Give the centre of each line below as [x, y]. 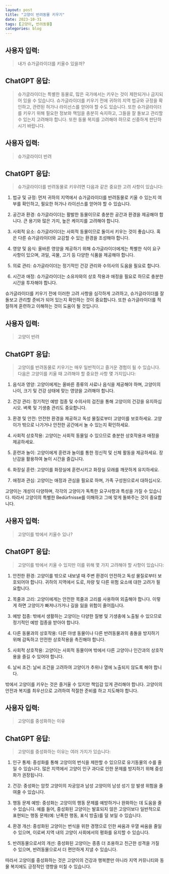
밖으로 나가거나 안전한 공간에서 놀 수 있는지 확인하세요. [76, 425]
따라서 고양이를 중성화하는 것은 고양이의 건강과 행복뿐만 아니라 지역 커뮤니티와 [82, 860]
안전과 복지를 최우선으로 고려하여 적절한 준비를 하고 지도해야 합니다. [72, 691]
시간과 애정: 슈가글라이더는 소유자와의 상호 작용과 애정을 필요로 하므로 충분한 [88, 276]
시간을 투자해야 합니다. [35, 283]
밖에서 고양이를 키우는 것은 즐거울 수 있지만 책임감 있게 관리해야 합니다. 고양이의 [84, 684]
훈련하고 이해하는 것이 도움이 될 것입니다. [59, 306]
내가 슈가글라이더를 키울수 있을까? [51, 63]
